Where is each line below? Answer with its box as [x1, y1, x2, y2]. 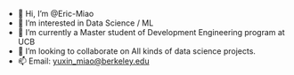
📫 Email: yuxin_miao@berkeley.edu [17, 56, 150, 66]
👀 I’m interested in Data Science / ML [17, 18, 154, 28]
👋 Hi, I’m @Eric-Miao [17, 9, 94, 19]
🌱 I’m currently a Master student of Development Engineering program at [17, 27, 285, 37]
